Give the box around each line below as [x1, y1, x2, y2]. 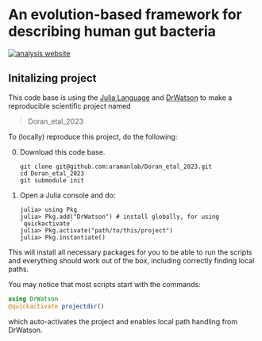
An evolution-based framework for [8, 6, 242, 24]
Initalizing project [8, 71, 97, 85]
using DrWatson [8, 295, 59, 303]
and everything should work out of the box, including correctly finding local [8, 255, 255, 265]
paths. [8, 264, 29, 274]
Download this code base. [19, 147, 106, 156]
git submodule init [19, 176, 85, 184]
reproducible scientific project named [8, 101, 131, 110]
